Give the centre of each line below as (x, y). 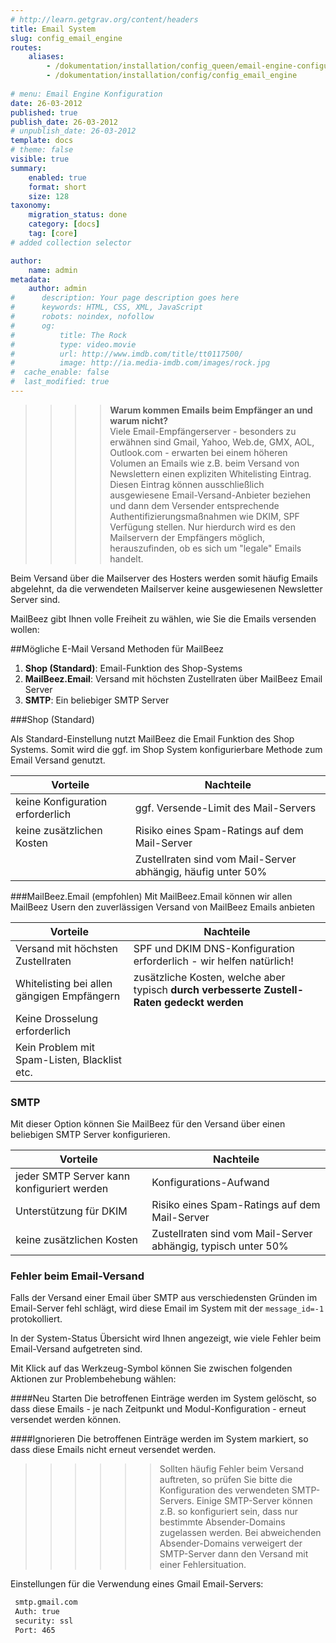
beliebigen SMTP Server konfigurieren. (90, 1135)
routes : (26, 47)
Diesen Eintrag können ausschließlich (187, 484)
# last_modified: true (60, 382)
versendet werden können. (66, 1420)
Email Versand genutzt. (58, 760)
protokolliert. (36, 1319)
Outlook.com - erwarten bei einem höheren (198, 452)
